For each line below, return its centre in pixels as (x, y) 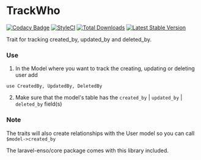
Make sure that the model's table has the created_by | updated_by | (99, 98)
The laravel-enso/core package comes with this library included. (88, 150)
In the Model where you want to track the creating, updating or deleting (105, 68)
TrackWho (33, 11)
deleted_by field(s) (38, 104)
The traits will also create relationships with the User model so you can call (100, 133)
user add (26, 75)
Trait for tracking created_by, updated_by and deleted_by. (79, 39)
